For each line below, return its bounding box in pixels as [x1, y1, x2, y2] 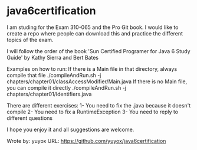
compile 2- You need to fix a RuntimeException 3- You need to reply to [6, 108, 179, 115]
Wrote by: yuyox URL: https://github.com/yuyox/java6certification [6, 137, 166, 144]
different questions [6, 114, 52, 122]
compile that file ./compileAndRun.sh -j [6, 71, 101, 79]
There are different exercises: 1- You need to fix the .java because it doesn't [6, 102, 191, 109]
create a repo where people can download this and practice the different [6, 30, 183, 37]
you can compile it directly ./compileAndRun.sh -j [6, 84, 126, 91]
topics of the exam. [6, 36, 54, 43]
